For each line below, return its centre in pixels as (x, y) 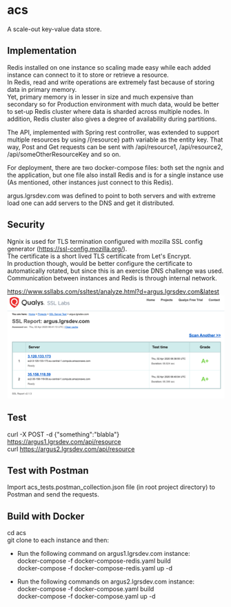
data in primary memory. (42, 89)
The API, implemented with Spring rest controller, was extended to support (113, 132)
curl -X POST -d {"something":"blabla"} (63, 434)
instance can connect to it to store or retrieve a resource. (88, 75)
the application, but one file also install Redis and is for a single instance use (115, 175)
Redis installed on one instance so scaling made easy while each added (109, 67)
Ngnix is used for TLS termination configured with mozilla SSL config (105, 241)
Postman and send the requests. (53, 494)
